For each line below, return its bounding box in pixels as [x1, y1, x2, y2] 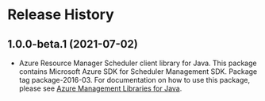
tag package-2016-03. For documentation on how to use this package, [18, 76, 251, 84]
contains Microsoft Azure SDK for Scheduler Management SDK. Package [18, 67, 258, 76]
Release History [7, 6, 114, 24]
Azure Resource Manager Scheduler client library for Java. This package [18, 58, 257, 68]
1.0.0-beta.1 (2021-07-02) [7, 37, 138, 51]
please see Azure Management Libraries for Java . [18, 84, 182, 93]
